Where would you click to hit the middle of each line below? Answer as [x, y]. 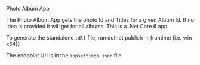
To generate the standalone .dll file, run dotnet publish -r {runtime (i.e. [94, 38]
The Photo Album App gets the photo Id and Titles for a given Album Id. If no [100, 20]
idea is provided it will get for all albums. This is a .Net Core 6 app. [87, 26]
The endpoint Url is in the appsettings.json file [64, 55]
